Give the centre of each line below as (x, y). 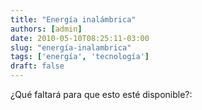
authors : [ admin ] (46, 29)
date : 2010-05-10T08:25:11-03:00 (80, 38)
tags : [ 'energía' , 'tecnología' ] (80, 57)
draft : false (37, 66)
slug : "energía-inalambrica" (71, 47)
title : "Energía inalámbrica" (73, 19)
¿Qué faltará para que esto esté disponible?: (101, 94)
